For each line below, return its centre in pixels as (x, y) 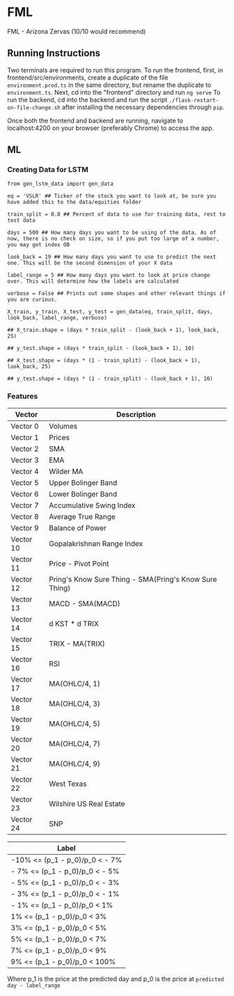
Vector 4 (25, 471)
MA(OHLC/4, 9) (75, 764)
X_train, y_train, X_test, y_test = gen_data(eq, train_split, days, (110, 312)
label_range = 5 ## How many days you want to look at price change (109, 276)
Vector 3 (25, 460)
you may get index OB (39, 245)
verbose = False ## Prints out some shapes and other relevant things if (117, 294)
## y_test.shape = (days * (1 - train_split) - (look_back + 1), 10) (110, 379)
